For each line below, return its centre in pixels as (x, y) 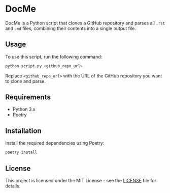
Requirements (28, 97)
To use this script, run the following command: (54, 57)
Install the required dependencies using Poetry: (55, 143)
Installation (23, 131)
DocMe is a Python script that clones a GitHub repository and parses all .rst (85, 23)
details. (13, 186)
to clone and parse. (25, 81)
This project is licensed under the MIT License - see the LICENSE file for (81, 180)
